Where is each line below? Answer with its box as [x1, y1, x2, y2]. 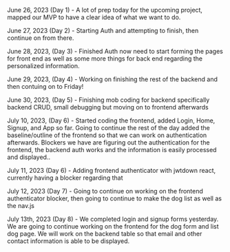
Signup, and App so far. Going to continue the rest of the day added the [7, 124, 210, 132]
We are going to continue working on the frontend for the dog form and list [7, 222, 219, 230]
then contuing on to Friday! [7, 83, 84, 90]
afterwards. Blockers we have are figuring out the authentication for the [7, 138, 210, 147]
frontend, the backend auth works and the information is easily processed [7, 146, 217, 154]
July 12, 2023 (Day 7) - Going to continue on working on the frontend [7, 187, 203, 195]
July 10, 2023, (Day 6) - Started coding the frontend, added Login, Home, [7, 116, 216, 125]
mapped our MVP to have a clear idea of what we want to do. [7, 13, 181, 21]
